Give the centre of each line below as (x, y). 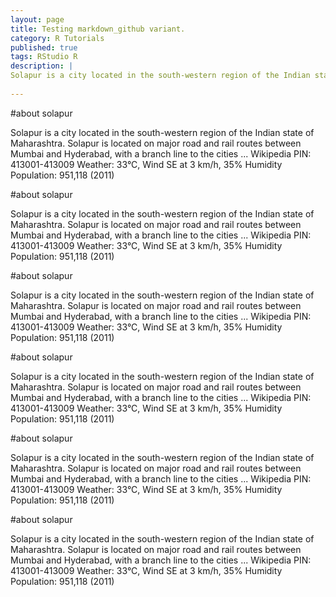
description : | (42, 66)
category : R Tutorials (57, 38)
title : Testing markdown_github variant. (98, 29)
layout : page (37, 19)
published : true (44, 47)
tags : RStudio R (44, 57)
